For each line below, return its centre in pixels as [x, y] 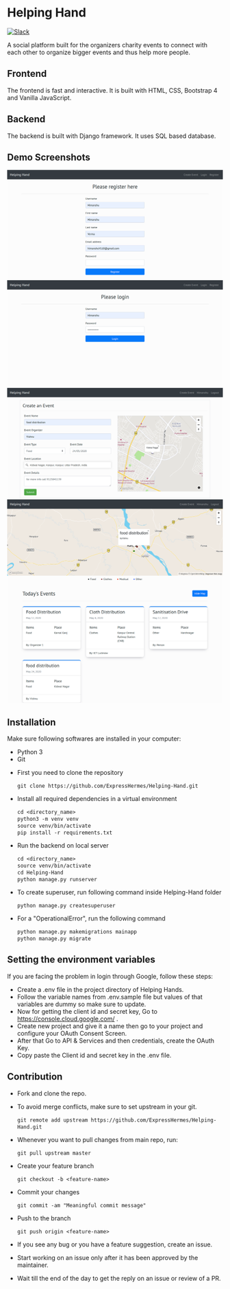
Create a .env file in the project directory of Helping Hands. [100, 989]
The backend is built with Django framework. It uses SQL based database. [112, 136]
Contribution [35, 1077]
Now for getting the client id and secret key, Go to [87, 1011]
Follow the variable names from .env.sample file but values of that [110, 997]
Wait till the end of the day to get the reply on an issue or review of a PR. [119, 1278]
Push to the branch [44, 1218]
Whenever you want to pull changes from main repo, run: [97, 1139]
